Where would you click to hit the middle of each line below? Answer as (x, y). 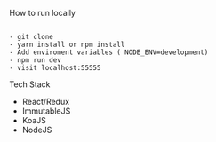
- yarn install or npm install (67, 44)
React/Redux (45, 102)
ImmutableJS (46, 111)
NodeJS (37, 130)
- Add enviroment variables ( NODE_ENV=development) (109, 52)
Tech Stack (30, 84)
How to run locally (42, 13)
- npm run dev (36, 60)
